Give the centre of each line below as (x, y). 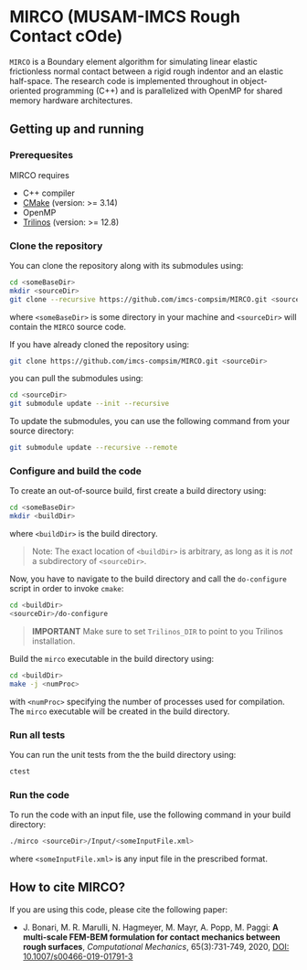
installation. (53, 641)
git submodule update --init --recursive (90, 404)
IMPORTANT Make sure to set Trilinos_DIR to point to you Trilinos (157, 631)
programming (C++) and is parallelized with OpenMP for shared (163, 91)
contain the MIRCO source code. (68, 326)
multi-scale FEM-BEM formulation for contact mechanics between (151, 937)
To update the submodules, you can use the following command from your (150, 421)
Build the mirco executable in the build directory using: (112, 658)
